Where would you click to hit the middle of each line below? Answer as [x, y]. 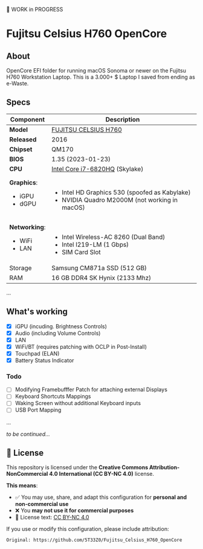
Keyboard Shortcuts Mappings [53, 397]
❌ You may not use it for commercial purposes [74, 510]
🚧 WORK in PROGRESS [35, 9]
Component [27, 119]
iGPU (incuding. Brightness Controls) [61, 326]
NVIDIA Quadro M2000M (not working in [120, 200]
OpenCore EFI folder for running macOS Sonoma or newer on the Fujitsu [96, 70]
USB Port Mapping [38, 410]
